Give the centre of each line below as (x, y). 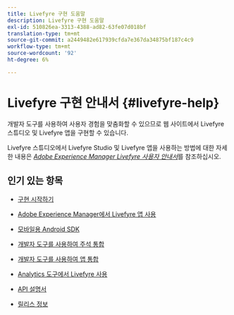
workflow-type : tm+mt (39, 47)
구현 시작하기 (36, 199)
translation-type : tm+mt (44, 33)
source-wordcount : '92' (42, 54)
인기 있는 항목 (35, 181)
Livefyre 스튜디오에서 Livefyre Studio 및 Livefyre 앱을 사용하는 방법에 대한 (111, 147)
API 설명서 (32, 289)
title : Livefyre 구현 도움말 (47, 14)
